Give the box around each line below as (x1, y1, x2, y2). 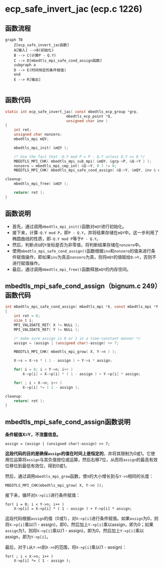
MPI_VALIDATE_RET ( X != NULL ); (14, 322, 80, 328)
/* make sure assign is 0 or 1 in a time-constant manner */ (14, 336, 141, 341)
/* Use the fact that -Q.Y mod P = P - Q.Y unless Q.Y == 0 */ (14, 154, 145, 159)
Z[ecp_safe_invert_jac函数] (14, 43, 69, 47)
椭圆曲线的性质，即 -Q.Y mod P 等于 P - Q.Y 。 (12, 236, 101, 241)
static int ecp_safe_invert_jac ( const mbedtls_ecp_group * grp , (5, 109, 139, 114)
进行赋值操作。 (12, 260, 42, 266)
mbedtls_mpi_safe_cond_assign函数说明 (5, 418, 131, 426)
